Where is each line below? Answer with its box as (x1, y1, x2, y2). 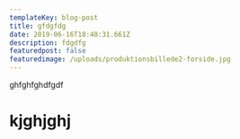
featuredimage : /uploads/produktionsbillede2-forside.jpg (9, 55, 231, 64)
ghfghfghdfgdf (9, 80, 64, 90)
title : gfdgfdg (9, 22, 67, 30)
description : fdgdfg (9, 38, 87, 48)
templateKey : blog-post (9, 13, 99, 22)
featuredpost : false (9, 47, 87, 56)
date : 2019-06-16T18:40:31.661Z (9, 30, 130, 39)
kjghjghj (9, 111, 72, 131)
